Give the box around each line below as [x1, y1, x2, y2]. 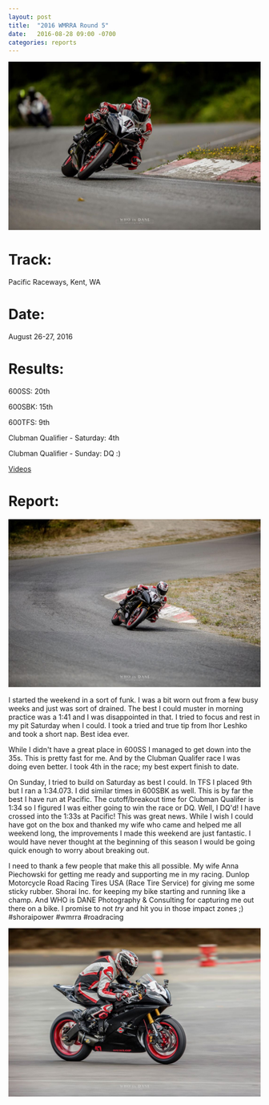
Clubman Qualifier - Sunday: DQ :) [8, 448, 122, 458]
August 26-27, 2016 [8, 331, 74, 341]
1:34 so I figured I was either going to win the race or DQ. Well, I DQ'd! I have [8, 803, 261, 813]
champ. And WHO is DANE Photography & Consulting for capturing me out [8, 895, 255, 905]
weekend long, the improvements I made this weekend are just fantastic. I [8, 828, 251, 838]
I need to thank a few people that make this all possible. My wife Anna [8, 861, 239, 871]
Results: [8, 359, 64, 378]
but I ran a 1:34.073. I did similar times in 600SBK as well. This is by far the [8, 786, 254, 795]
